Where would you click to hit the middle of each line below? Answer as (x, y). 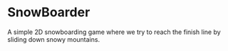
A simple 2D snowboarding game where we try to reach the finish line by (114, 32)
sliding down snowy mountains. (54, 39)
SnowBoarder (49, 12)
